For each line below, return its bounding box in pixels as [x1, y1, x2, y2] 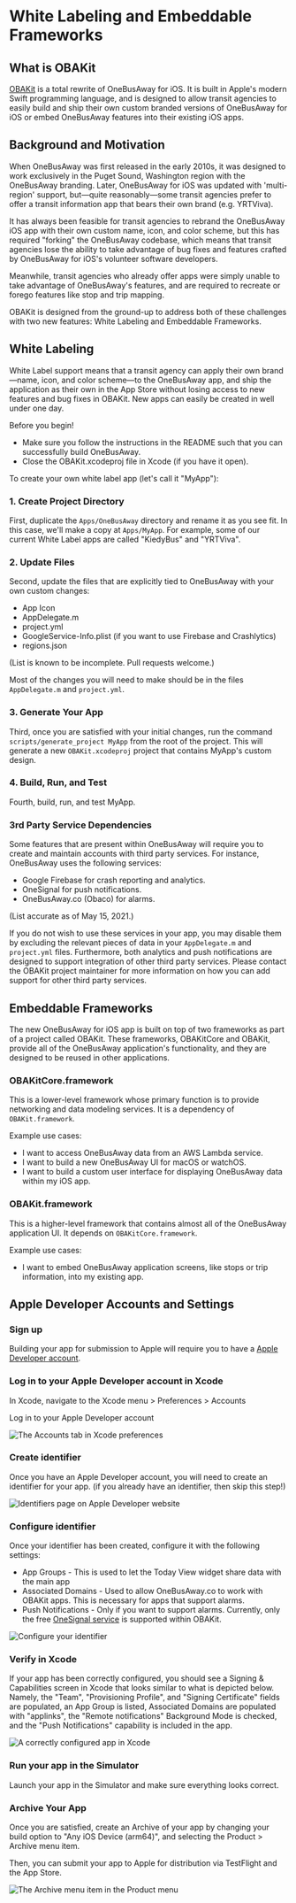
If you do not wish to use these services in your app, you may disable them [9, 928, 283, 939]
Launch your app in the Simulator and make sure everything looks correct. [9, 1779, 279, 1790]
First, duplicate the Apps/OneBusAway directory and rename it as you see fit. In [9, 515, 288, 526]
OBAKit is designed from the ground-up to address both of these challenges [9, 306, 287, 317]
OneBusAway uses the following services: [9, 858, 162, 868]
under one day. [9, 403, 65, 413]
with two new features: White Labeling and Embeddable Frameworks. [9, 316, 262, 327]
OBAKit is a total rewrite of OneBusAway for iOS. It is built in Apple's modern [9, 84, 287, 94]
